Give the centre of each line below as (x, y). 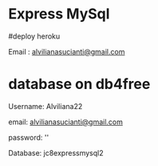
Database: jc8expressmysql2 (56, 152)
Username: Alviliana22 (45, 106)
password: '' (29, 137)
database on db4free (79, 84)
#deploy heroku (34, 36)
